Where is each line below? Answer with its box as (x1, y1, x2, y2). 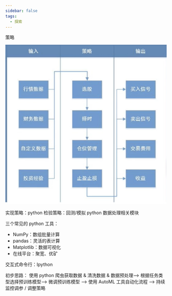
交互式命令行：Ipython (5, 261, 53, 267)
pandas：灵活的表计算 (12, 238, 60, 244)
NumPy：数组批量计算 (12, 231, 60, 237)
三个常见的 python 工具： (5, 220, 59, 226)
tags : (5, 13, 17, 19)
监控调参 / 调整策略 (5, 285, 46, 291)
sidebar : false (5, 8, 38, 13)
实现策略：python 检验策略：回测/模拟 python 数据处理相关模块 (5, 210, 139, 216)
